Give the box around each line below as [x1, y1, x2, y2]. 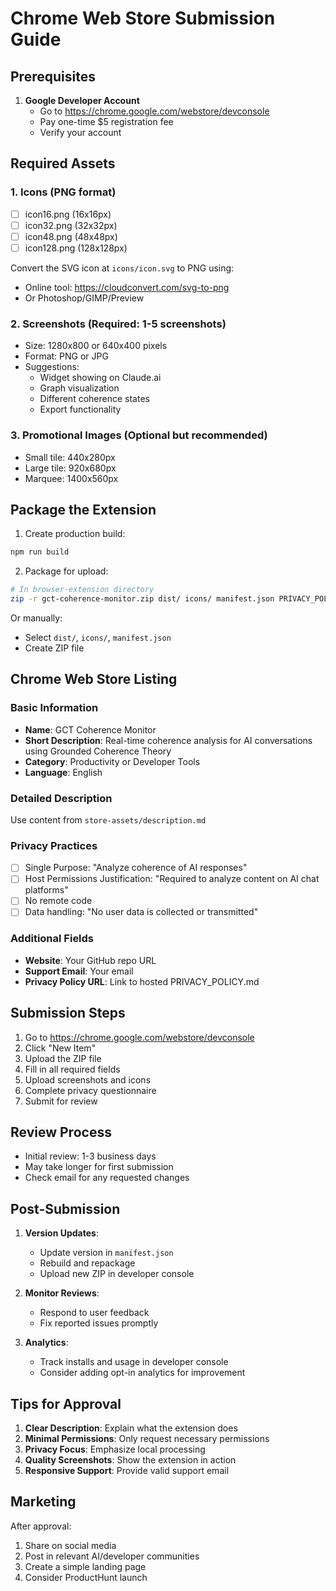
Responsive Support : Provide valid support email [24, 1465, 230, 1477]
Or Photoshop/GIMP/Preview [24, 292, 145, 304]
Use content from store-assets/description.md [10, 813, 207, 826]
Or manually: [10, 612, 63, 624]
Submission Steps [10, 1005, 126, 1022]
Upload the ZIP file [24, 1052, 102, 1064]
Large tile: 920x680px [24, 462, 117, 474]
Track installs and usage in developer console [39, 1356, 229, 1368]
